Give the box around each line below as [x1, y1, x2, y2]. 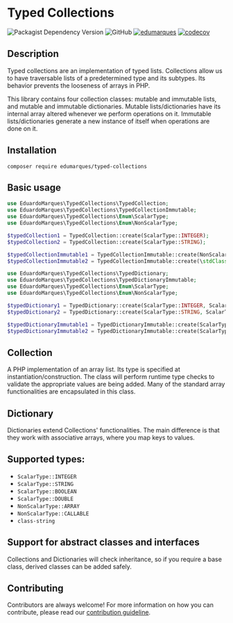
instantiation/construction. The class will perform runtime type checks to [7, 373, 215, 381]
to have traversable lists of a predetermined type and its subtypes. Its [7, 74, 206, 82]
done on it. [7, 124, 38, 133]
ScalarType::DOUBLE [17, 495, 74, 502]
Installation [7, 145, 57, 156]
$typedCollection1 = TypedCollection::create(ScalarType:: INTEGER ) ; [7, 232, 209, 239]
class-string [17, 517, 55, 524]
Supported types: [7, 453, 85, 465]
